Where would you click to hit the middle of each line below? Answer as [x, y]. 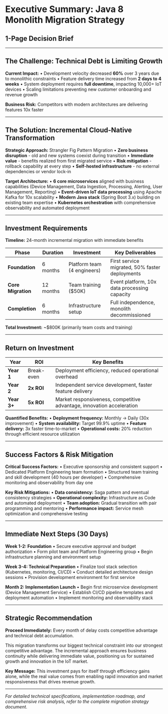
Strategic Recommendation [49, 618]
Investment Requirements [46, 229]
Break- [36, 371]
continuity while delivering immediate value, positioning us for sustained [79, 656]
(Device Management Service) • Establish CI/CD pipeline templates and [79, 592]
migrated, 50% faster [135, 267]
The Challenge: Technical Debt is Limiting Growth [84, 61]
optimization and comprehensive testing [46, 514]
